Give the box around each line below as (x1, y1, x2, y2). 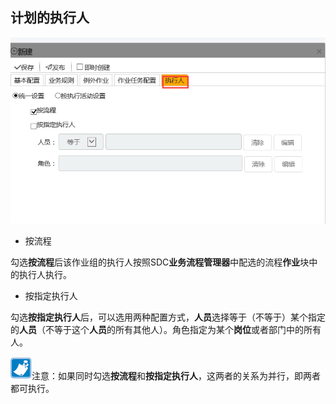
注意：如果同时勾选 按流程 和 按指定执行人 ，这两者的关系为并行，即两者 (31, 369, 321, 382)
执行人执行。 (18, 268, 72, 280)
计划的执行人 (10, 9, 90, 27)
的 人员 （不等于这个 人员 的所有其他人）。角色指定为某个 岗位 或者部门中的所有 (10, 323, 322, 335)
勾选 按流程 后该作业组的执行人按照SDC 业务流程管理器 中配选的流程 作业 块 (10, 256, 310, 268)
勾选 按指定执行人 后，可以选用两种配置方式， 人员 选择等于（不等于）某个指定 (10, 311, 326, 323)
